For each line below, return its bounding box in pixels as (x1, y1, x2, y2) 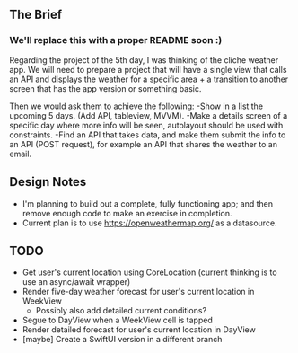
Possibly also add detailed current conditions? (35, 305, 207, 316)
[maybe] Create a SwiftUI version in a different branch (22, 334, 223, 345)
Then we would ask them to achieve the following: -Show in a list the (9, 101, 263, 111)
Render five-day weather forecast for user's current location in (22, 287, 255, 297)
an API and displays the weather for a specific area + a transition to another (9, 74, 289, 84)
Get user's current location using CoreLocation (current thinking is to (22, 267, 277, 278)
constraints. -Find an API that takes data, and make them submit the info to (9, 129, 286, 140)
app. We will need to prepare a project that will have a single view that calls (9, 64, 287, 75)
